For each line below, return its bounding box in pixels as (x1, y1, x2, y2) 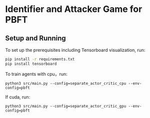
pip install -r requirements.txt (5, 57, 75, 62)
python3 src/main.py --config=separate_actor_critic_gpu (5, 104, 126, 109)
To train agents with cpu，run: (5, 71, 67, 77)
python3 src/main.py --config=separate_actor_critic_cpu (5, 81, 126, 86)
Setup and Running (5, 34, 66, 42)
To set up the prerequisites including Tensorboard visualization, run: (5, 47, 145, 53)
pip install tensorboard (5, 61, 57, 66)
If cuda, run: (5, 94, 30, 100)
